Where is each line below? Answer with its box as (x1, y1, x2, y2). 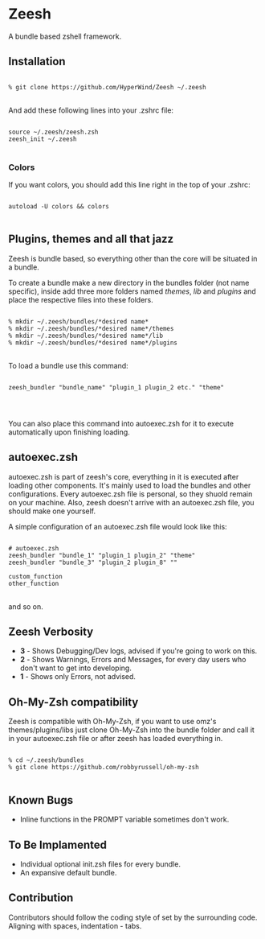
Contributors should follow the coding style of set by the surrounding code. (8, 912, 258, 922)
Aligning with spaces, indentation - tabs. (8, 920, 142, 930)
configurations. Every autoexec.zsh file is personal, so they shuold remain (8, 488, 253, 499)
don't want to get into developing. (19, 663, 132, 673)
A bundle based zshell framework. (8, 31, 122, 41)
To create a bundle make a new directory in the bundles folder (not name (8, 278, 250, 287)
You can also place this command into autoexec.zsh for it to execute (8, 418, 234, 428)
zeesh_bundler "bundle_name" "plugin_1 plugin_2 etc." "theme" (8, 383, 225, 391)
